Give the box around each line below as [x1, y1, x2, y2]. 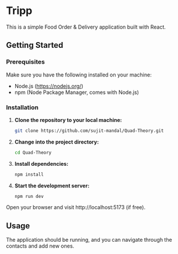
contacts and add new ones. [6, 242, 75, 249]
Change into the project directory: [14, 138, 99, 145]
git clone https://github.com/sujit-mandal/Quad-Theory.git [14, 127, 164, 134]
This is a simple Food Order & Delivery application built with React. [6, 23, 166, 30]
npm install [14, 171, 44, 178]
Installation [6, 103, 39, 112]
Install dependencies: [14, 160, 69, 167]
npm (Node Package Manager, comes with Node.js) [14, 89, 139, 96]
